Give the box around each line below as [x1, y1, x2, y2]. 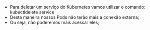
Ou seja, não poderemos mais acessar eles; [9, 19, 99, 25]
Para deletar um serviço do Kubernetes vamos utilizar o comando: [9, 4, 146, 10]
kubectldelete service [9, 9, 55, 15]
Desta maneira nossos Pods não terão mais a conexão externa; [9, 15, 139, 20]
